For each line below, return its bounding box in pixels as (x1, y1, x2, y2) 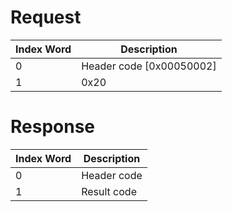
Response (10, 116, 96, 138)
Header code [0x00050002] (81, 59, 217, 73)
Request (10, 6, 82, 29)
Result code (81, 184, 137, 198)
